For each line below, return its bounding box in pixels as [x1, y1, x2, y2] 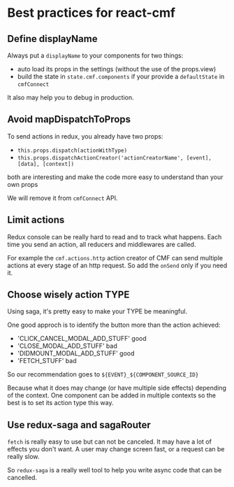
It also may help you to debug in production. [7, 93, 134, 101]
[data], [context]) [17, 160, 75, 167]
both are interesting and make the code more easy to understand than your [7, 173, 224, 181]
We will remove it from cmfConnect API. [7, 194, 118, 202]
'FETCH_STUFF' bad [17, 357, 77, 365]
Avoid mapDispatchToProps [7, 113, 131, 125]
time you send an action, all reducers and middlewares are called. [7, 240, 196, 248]
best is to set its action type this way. [7, 399, 114, 407]
